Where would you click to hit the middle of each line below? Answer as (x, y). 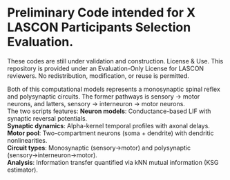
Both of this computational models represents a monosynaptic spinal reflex (114, 89)
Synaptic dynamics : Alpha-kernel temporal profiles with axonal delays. (109, 126)
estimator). (22, 170)
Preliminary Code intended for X (101, 13)
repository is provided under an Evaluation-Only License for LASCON (106, 68)
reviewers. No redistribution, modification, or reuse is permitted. (98, 76)
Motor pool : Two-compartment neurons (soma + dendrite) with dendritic (111, 133)
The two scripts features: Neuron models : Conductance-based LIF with (109, 111)
